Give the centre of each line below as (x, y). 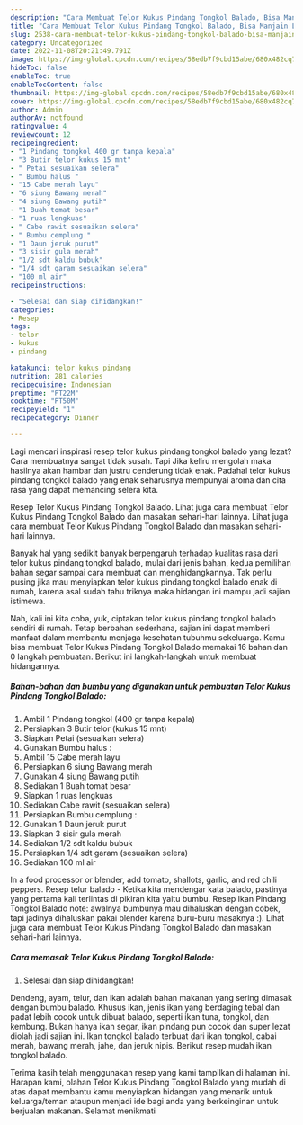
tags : (20, 326)
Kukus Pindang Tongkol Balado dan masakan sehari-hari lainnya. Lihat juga (149, 516)
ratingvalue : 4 (39, 127)
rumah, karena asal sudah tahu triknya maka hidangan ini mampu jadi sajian (150, 591)
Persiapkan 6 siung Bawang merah (88, 766)
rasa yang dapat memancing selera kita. (85, 489)
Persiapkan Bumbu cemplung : (80, 814)
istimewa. (28, 601)
